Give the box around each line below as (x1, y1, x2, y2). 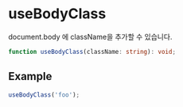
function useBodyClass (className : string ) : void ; (8, 48, 177, 55)
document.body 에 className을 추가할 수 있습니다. (8, 32, 173, 41)
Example (8, 70, 53, 83)
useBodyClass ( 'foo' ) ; (8, 90, 80, 99)
